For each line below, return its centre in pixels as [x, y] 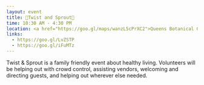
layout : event [24, 12]
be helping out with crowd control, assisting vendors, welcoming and [93, 69]
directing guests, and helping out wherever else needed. [77, 75]
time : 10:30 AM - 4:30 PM [39, 23]
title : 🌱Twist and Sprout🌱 [40, 17]
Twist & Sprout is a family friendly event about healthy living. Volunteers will [101, 62]
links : [15, 34]
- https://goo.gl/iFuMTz [43, 46]
